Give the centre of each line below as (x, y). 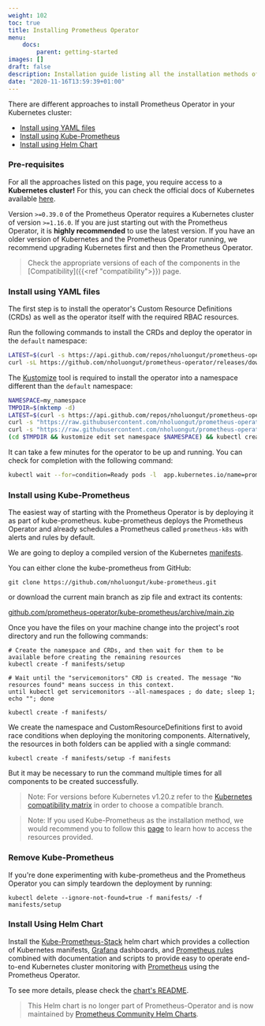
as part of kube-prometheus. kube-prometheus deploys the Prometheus (126, 520)
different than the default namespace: (71, 386)
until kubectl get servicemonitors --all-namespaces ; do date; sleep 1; (132, 692)
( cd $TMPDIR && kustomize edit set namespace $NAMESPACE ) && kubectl (125, 437)
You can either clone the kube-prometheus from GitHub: (100, 568)
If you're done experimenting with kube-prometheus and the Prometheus (127, 875)
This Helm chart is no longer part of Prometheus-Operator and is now (140, 1005)
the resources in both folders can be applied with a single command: (119, 744)
